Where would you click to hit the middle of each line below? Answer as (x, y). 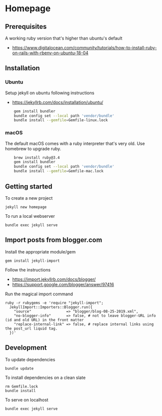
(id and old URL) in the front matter (44, 320)
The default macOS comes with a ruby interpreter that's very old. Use (75, 143)
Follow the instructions (28, 270)
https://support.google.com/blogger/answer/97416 (63, 284)
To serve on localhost (27, 400)
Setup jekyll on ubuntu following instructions (50, 93)
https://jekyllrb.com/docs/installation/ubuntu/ (58, 102)
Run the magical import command (39, 294)
